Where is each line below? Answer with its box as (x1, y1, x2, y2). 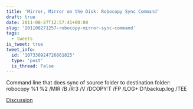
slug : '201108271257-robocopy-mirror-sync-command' (6, 25, 136, 31)
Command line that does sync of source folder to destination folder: (6, 79, 171, 86)
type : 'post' (11, 57, 44, 63)
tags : (6, 30, 19, 36)
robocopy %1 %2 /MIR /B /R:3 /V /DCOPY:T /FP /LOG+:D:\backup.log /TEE (6, 86, 187, 93)
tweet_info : (6, 47, 35, 53)
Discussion (6, 97, 33, 104)
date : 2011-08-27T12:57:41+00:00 (6, 19, 89, 25)
